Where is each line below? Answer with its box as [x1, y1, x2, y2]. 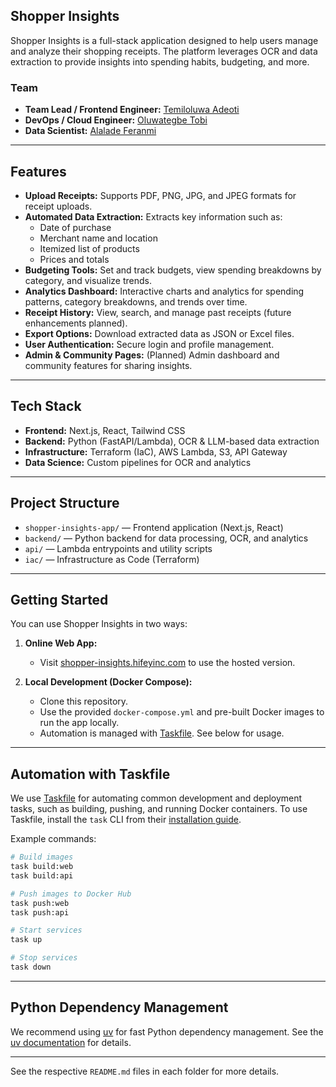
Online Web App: [24, 637, 98, 649]
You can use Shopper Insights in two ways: [10, 618, 188, 630]
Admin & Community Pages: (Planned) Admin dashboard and [24, 349, 280, 361]
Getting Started [10, 591, 109, 608]
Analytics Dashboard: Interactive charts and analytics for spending [24, 285, 305, 297]
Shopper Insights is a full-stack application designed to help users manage [10, 34, 319, 46]
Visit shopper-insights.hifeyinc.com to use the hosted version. [39, 657, 296, 669]
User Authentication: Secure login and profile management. [24, 338, 275, 350]
